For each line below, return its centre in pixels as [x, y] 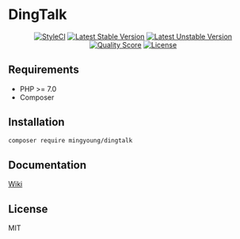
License [28, 209]
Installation [36, 122]
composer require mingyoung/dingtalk [70, 140]
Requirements [44, 70]
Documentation [48, 165]
